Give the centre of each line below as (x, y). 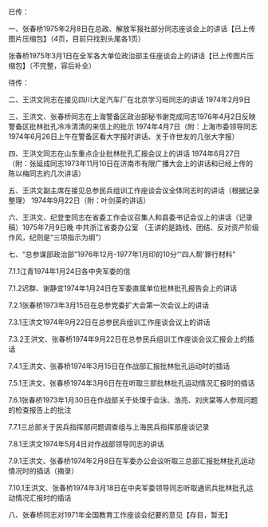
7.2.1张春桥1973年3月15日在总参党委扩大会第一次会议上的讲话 (109, 305)
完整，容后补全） (67, 65)
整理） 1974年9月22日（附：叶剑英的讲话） (79, 200)
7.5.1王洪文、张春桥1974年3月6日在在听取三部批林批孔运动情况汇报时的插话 (132, 383)
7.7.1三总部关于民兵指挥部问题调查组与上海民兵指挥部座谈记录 (109, 427)
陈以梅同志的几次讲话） (47, 173)
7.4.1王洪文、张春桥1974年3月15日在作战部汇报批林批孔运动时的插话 (119, 366)
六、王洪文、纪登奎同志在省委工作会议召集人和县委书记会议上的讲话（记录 (130, 217)
